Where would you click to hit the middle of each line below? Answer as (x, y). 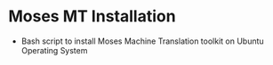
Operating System (54, 50)
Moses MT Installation (92, 16)
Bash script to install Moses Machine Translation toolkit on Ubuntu (142, 41)
